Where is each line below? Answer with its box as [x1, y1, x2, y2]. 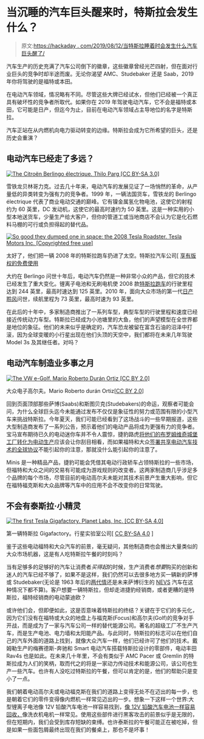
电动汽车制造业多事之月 [6, 358, 94, 369]
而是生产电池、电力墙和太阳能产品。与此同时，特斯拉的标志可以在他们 [16, 630, 192, 637]
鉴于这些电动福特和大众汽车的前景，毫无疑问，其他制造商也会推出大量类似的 [6, 543, 198, 550]
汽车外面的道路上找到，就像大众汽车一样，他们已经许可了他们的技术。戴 [16, 637, 198, 645]
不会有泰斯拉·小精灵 [6, 501, 81, 511]
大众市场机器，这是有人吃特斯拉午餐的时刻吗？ [6, 550, 123, 558]
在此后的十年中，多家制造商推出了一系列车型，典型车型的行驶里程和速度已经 [6, 308, 198, 315]
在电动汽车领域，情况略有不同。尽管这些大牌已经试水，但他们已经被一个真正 [6, 91, 198, 98]
